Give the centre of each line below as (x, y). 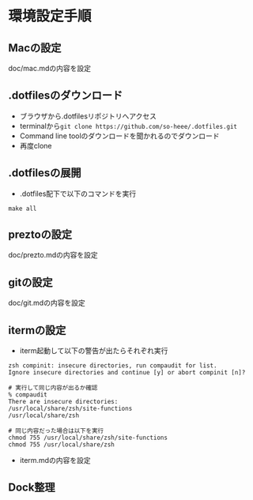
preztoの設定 (40, 235)
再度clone (36, 145)
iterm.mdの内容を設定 (55, 461)
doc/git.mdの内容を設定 (47, 303)
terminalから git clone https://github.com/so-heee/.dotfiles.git (128, 126)
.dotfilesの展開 (45, 173)
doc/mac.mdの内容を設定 (50, 68)
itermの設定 (37, 330)
